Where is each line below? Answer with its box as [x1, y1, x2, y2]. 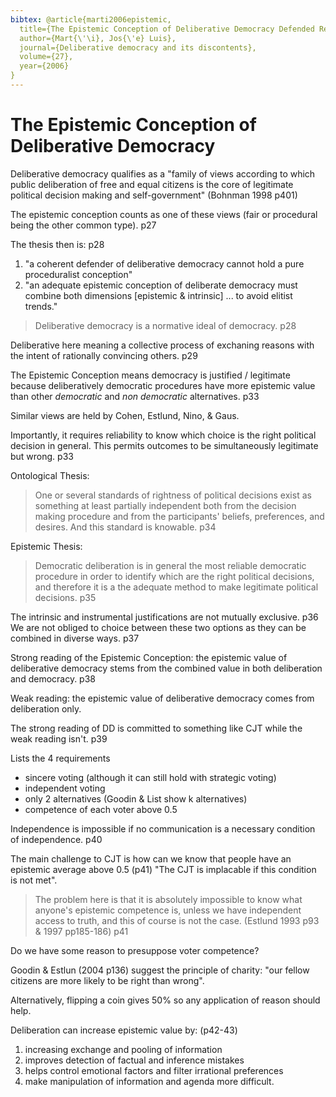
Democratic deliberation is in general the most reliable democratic [34, 559, 307, 571]
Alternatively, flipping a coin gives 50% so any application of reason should [10, 994, 321, 1006]
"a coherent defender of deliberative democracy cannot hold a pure [24, 257, 305, 270]
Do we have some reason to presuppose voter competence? [10, 944, 260, 956]
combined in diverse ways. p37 [10, 632, 140, 644]
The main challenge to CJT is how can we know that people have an [10, 852, 292, 865]
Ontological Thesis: [10, 469, 90, 481]
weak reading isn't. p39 [10, 732, 108, 745]
